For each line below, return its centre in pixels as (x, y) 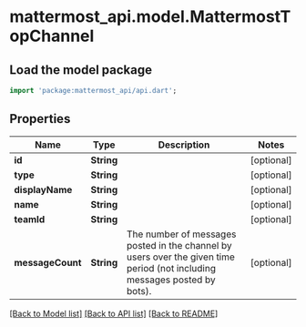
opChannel (52, 36)
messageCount (48, 262)
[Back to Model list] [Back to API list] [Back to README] (114, 313)
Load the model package (81, 70)
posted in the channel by (179, 245)
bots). (139, 291)
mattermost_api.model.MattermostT (150, 17)
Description (184, 145)
